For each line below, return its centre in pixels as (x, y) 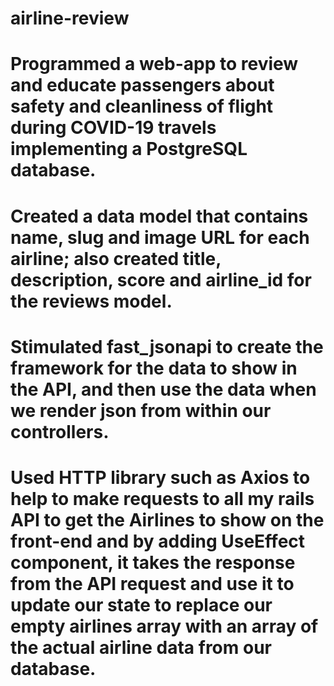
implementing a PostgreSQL (129, 149)
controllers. (60, 431)
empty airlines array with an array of (164, 626)
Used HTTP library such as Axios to (160, 477)
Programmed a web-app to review (154, 64)
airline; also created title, (116, 258)
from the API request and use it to (152, 583)
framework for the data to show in (154, 368)
